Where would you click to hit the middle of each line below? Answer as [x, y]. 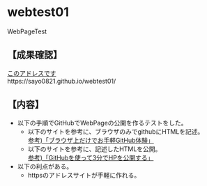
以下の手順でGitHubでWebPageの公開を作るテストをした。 [102, 123]
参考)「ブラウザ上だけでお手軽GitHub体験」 [91, 140]
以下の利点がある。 [45, 166]
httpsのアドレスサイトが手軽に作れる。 [84, 175]
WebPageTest [27, 31]
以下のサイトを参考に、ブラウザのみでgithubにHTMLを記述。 [116, 131]
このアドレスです [32, 73]
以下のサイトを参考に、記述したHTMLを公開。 [94, 149]
